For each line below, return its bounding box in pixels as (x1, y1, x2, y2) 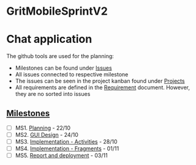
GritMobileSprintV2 (6, 4, 108, 18)
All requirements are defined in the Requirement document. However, (15, 84, 190, 91)
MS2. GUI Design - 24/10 (15, 131, 78, 138)
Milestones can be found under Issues (15, 64, 112, 71)
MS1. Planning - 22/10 (15, 124, 71, 131)
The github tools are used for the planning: (6, 53, 115, 60)
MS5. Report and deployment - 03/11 (15, 152, 108, 159)
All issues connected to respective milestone (15, 71, 129, 78)
